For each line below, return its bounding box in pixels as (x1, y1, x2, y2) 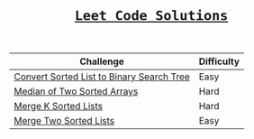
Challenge (79, 55, 124, 68)
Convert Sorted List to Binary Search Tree (14, 70, 191, 83)
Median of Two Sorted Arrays (14, 85, 139, 97)
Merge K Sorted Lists (14, 99, 104, 112)
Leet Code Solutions (74, 7, 229, 24)
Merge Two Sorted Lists (14, 114, 115, 126)
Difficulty (198, 55, 240, 68)
